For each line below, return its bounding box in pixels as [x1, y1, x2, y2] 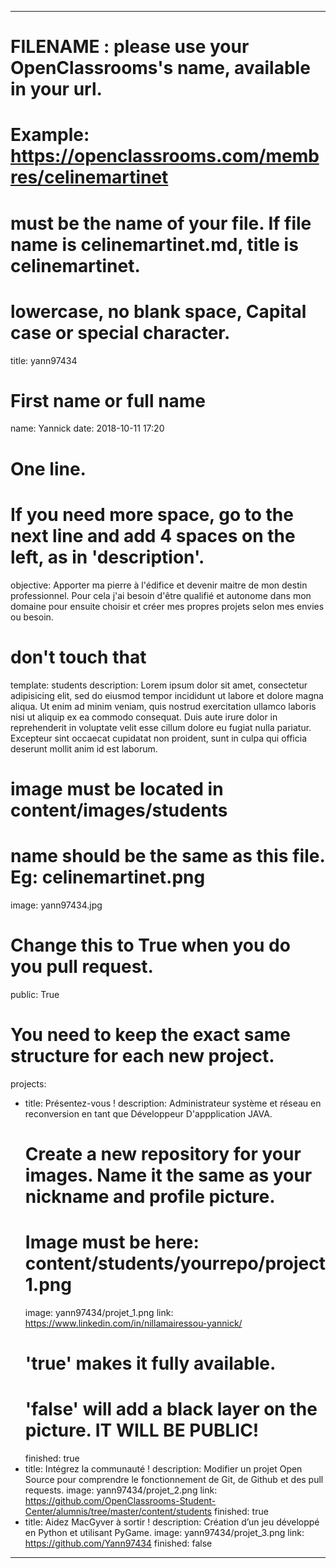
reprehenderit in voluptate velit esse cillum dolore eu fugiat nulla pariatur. [10, 721, 312, 733]
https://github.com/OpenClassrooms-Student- [24, 1494, 217, 1506]
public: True [10, 988, 60, 1000]
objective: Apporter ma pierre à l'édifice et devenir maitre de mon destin [10, 579, 308, 591]
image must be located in [10, 777, 224, 800]
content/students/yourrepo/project [24, 1252, 327, 1275]
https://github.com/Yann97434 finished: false [24, 1537, 213, 1549]
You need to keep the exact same [10, 1023, 291, 1046]
